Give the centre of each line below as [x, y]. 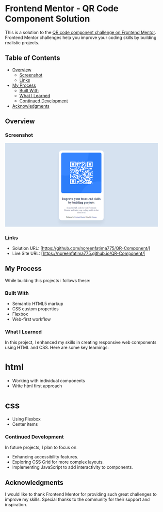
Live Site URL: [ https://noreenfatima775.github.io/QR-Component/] [79, 253]
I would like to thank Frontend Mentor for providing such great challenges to [81, 494]
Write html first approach [37, 386]
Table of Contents [33, 58]
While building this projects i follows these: [48, 280]
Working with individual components [49, 381]
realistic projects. [22, 42]
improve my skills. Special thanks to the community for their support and [78, 499]
